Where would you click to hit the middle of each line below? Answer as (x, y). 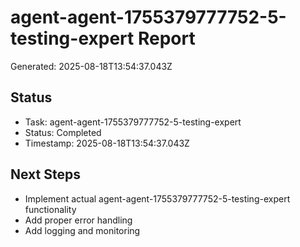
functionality (50, 209)
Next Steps (45, 174)
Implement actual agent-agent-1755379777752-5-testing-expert (157, 198)
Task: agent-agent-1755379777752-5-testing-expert (133, 122)
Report (166, 38)
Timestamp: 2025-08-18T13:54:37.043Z (107, 143)
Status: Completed (63, 132)
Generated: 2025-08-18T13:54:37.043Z (91, 66)
